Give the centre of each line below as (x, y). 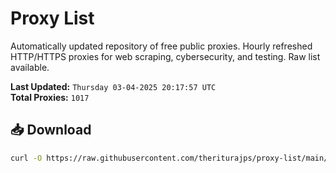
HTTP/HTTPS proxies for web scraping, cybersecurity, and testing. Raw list (165, 56)
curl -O (26, 158)
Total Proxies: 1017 (50, 97)
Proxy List (52, 18)
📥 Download (51, 130)
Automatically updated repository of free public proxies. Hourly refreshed (161, 46)
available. (30, 67)
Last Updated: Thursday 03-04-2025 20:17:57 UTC (113, 86)
